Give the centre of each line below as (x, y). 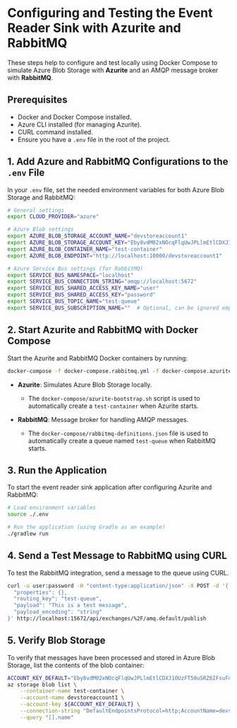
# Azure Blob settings (41, 230)
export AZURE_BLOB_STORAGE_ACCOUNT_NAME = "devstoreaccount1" (98, 236)
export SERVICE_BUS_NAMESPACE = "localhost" (71, 275)
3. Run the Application (57, 470)
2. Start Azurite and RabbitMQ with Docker (103, 330)
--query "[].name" (47, 717)
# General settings (36, 210)
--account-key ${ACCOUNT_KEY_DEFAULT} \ (80, 705)
